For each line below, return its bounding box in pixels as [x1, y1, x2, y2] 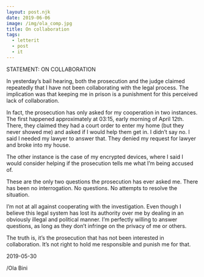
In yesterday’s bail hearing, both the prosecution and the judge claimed [6, 77, 185, 84]
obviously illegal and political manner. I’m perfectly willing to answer [6, 215, 178, 223]
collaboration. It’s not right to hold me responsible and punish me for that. [6, 240, 191, 248]
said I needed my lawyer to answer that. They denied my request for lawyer [6, 135, 197, 142]
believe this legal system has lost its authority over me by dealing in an [6, 209, 184, 216]
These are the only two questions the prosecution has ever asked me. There [6, 178, 199, 185]
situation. [6, 191, 30, 198]
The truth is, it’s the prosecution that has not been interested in [6, 234, 164, 242]
